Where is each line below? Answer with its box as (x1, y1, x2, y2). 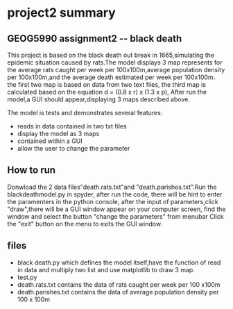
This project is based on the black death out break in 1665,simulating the (7, 51, 215, 59)
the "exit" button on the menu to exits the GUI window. (7, 219, 163, 228)
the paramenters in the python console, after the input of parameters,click (7, 197, 218, 206)
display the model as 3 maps (17, 130, 100, 137)
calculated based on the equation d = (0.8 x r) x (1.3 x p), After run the (7, 88, 207, 96)
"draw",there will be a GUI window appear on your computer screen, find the (7, 205, 227, 213)
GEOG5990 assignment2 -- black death (7, 33, 182, 44)
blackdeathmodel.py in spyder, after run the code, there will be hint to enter (7, 190, 223, 199)
